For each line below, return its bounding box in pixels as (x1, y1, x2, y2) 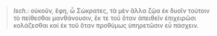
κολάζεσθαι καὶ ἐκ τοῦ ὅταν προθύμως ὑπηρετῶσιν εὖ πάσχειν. (13, 21, 200, 29)
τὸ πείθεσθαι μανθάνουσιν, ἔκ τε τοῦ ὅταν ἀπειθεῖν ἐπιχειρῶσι (13, 14, 197, 22)
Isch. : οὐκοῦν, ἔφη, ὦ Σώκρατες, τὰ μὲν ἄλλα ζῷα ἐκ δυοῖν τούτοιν (13, 7, 210, 15)
